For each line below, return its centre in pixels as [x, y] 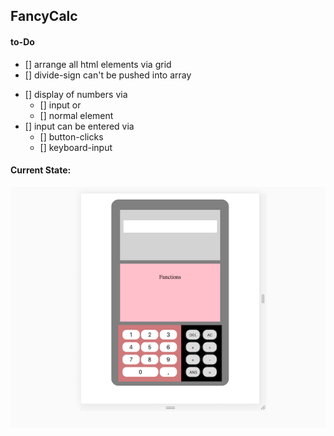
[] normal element [76, 115]
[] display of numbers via [76, 94]
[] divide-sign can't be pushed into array [108, 75]
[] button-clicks [71, 136]
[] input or [60, 105]
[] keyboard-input [76, 147]
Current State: [41, 170]
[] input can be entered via [79, 126]
